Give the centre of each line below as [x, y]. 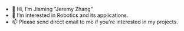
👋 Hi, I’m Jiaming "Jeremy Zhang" [52, 9]
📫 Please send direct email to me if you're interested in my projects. [95, 22]
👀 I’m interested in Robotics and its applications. [70, 15]
